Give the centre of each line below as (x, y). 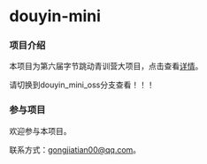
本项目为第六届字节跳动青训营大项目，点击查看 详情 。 (106, 66)
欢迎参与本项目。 (40, 130)
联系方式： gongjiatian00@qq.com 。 (75, 149)
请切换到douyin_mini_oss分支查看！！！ (82, 85)
